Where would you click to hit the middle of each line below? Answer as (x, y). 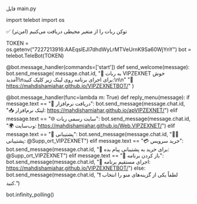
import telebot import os (35, 20)
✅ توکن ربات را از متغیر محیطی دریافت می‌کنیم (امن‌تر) (67, 31)
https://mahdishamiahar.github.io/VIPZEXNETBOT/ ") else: (76, 168)
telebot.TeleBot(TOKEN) (35, 56)
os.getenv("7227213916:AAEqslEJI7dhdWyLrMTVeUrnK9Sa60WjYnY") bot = (99, 49)
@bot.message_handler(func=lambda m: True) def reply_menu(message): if (98, 97)
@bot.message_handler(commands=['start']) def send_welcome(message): (98, 67)
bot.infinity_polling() (30, 195)
